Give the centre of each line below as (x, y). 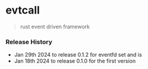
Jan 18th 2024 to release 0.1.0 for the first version (75, 61)
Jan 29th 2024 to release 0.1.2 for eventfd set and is (78, 55)
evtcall (23, 10)
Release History (29, 42)
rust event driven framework (55, 27)
